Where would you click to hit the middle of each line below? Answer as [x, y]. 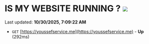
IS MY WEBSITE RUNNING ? [63, 9]
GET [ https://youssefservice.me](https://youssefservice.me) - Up [78, 31]
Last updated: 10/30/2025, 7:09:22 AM [45, 22]
